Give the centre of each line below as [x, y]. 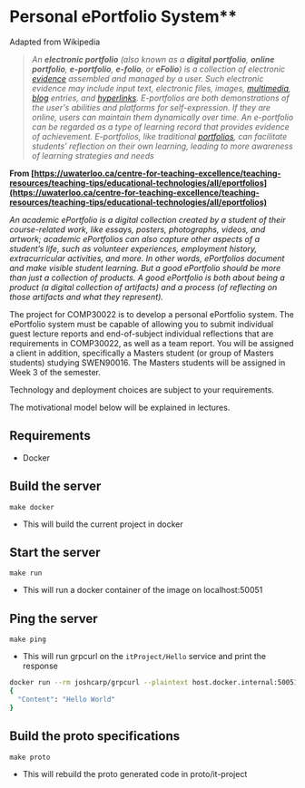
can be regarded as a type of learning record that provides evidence [161, 126]
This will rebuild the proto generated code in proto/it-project [135, 773]
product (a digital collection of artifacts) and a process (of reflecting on [143, 287]
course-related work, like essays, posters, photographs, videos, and [138, 229]
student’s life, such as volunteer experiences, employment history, [133, 248]
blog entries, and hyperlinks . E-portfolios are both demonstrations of [160, 98]
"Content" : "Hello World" [67, 699]
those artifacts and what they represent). [86, 297]
